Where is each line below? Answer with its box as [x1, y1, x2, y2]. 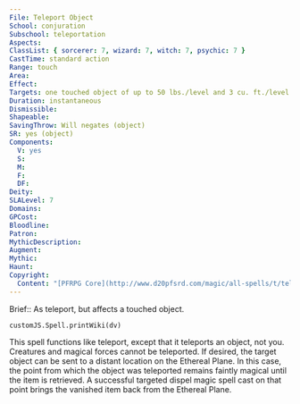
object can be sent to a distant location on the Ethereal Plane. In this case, [9, 355, 282, 366]
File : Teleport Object [9, 13, 94, 22]
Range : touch [9, 63, 58, 72]
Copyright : [9, 271, 50, 280]
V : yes [17, 146, 42, 155]
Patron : [9, 229, 38, 238]
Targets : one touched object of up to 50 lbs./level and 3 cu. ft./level [9, 88, 290, 97]
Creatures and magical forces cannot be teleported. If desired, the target [9, 346, 277, 357]
